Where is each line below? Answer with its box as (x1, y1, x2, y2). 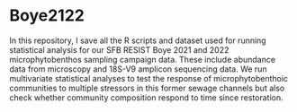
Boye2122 (9, 5, 85, 26)
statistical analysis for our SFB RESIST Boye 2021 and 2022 (9, 44, 229, 55)
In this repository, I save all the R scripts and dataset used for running (9, 35, 267, 46)
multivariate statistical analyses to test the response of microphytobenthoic (9, 73, 289, 83)
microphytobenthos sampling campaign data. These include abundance (9, 54, 276, 65)
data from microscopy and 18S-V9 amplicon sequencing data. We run (9, 64, 267, 74)
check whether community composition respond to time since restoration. (9, 91, 283, 103)
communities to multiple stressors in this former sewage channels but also (9, 82, 285, 93)
